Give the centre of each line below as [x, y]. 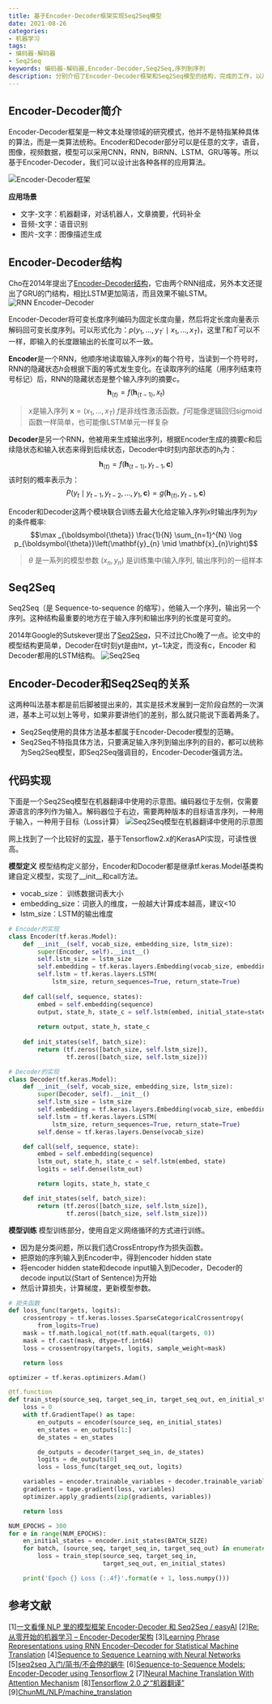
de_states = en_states [76, 1437]
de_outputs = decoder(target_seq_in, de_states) [121, 1452]
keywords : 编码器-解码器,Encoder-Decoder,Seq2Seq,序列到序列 [107, 69]
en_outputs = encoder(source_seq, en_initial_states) [130, 1422]
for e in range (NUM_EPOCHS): [57, 1533]
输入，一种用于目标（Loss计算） [69, 821]
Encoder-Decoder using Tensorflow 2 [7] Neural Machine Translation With [131, 1673]
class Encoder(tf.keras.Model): [63, 937]
